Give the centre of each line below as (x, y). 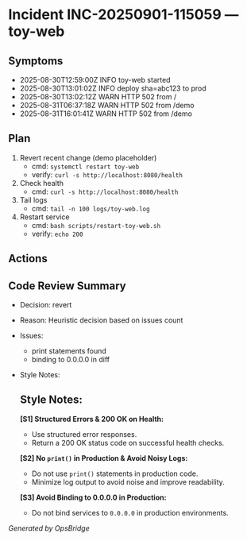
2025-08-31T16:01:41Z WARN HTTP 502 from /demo (106, 114)
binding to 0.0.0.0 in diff (70, 360)
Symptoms (36, 61)
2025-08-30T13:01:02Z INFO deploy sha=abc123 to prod (113, 88)
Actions (28, 259)
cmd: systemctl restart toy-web (85, 166)
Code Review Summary (67, 286)
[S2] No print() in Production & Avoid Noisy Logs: (104, 458)
